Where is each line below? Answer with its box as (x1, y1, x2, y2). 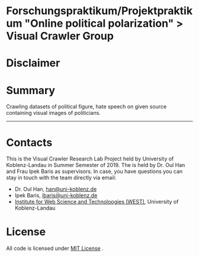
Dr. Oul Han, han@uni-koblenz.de (14, 185, 97, 193)
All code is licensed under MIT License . (6, 245, 104, 252)
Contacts (6, 136, 53, 149)
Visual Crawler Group (6, 30, 114, 43)
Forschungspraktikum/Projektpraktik (6, 4, 193, 18)
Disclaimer (6, 56, 60, 70)
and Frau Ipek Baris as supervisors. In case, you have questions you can (6, 168, 183, 175)
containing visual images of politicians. (6, 110, 101, 117)
